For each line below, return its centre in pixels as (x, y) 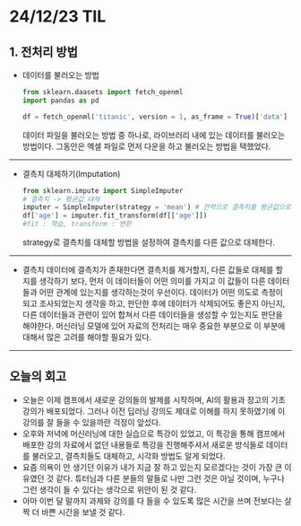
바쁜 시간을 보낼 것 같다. (83, 512)
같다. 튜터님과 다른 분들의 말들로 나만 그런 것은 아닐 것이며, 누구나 (170, 478)
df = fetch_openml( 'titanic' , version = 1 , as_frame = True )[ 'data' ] (155, 117)
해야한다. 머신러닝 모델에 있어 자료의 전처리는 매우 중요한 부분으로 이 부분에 (154, 326)
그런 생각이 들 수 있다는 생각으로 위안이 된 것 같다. (109, 489)
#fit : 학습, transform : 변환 (77, 224)
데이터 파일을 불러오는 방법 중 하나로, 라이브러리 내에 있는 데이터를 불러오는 (154, 135)
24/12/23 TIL (58, 17)
